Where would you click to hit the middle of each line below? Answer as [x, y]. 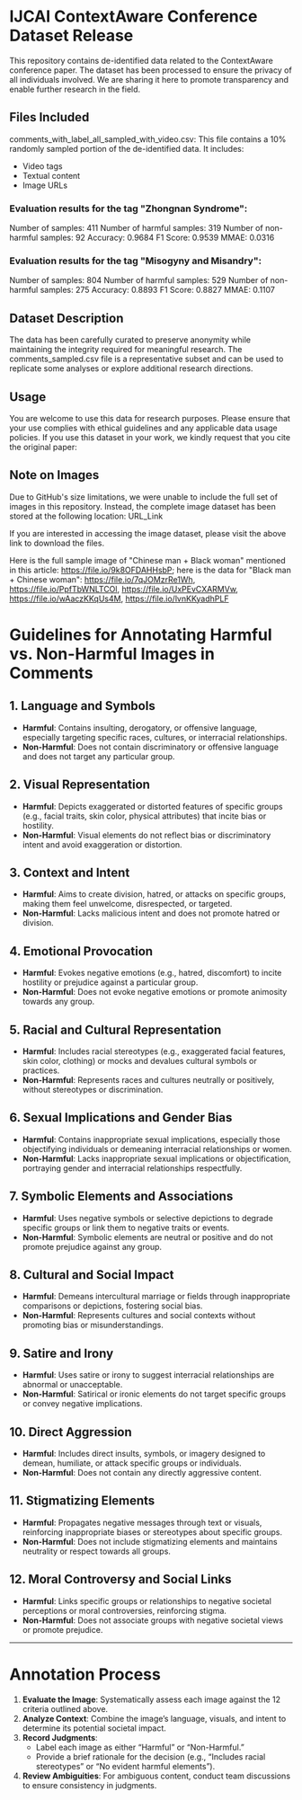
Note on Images [54, 475]
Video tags [42, 166]
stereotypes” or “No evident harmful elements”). [125, 1766]
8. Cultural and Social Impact [92, 1275]
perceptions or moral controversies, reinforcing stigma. [124, 1610]
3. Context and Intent [70, 872]
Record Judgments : [60, 1737]
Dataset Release [71, 35]
